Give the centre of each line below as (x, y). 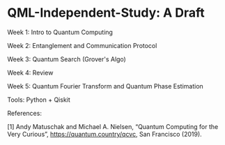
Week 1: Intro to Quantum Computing (60, 32)
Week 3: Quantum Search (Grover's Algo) (67, 59)
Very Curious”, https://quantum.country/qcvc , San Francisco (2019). (104, 134)
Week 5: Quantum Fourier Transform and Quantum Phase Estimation (105, 86)
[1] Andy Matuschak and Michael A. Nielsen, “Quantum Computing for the (113, 126)
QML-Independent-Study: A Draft (106, 13)
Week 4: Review (30, 72)
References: (24, 113)
